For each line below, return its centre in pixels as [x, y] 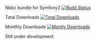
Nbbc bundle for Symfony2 [33, 8]
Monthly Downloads [25, 27]
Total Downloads [22, 17]
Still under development [29, 36]
